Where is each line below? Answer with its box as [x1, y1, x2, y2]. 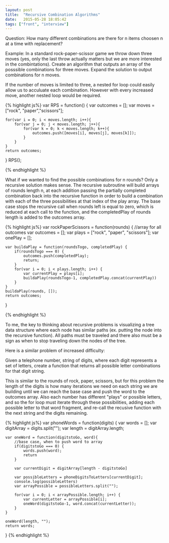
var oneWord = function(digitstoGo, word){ [5, 435, 98, 440]
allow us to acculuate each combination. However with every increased [5, 87, 153, 93]
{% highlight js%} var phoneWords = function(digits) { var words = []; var [5, 420, 157, 426]
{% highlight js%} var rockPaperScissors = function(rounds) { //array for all [5, 224, 161, 230]
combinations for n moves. [5, 72, 61, 78]
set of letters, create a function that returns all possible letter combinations [5, 363, 160, 369]
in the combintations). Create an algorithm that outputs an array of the [5, 61, 151, 67]
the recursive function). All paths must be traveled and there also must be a [5, 332, 162, 338]
